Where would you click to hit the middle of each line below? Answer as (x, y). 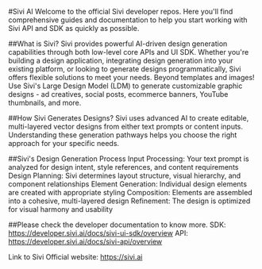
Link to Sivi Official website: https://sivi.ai (75, 257)
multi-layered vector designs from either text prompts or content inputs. (126, 127)
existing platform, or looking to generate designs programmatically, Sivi (125, 69)
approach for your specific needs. (64, 143)
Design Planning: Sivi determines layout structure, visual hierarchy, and (125, 175)
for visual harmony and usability (61, 209)
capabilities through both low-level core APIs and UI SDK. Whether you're (129, 52)
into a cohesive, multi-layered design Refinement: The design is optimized (129, 201)
